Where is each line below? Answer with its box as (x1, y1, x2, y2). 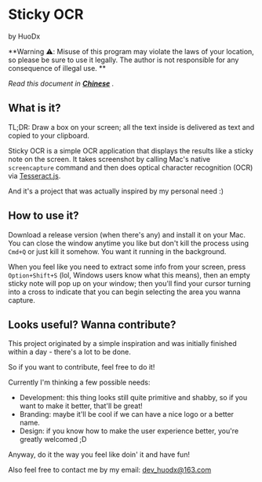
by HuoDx (8, 31, 41, 41)
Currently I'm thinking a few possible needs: (8, 377, 151, 387)
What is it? (8, 101, 61, 115)
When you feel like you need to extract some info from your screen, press (8, 262, 246, 271)
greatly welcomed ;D (19, 435, 87, 444)
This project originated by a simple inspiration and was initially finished (8, 339, 237, 348)
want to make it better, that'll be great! (19, 401, 143, 410)
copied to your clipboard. (8, 131, 90, 140)
